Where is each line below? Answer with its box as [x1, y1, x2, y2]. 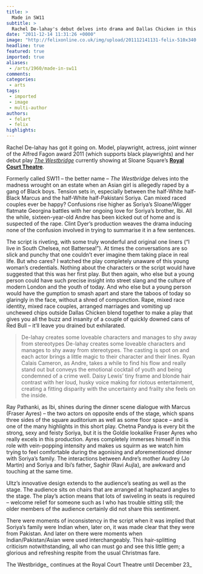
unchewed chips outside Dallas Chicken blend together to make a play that [6, 309, 193, 316]
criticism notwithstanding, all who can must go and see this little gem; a [6, 543, 185, 550]
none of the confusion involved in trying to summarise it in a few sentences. [6, 227, 196, 233]
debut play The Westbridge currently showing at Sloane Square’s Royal [6, 157, 184, 164]
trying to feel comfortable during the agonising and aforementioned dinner [6, 449, 192, 455]
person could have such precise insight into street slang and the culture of [6, 277, 192, 284]
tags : [6, 88, 20, 94]
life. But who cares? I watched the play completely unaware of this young [6, 258, 189, 264]
